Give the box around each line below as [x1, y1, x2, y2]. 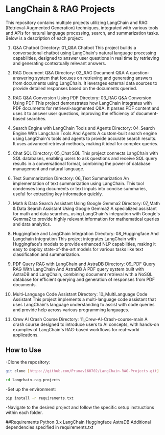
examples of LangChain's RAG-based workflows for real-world [12, 326, 140, 332]
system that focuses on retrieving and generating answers [35, 75, 153, 81]
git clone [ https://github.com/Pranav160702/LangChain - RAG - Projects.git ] [5, 368, 160, 373]
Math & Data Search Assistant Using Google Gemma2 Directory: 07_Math [12, 200, 160, 206]
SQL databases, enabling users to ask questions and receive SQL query [12, 155, 158, 161]
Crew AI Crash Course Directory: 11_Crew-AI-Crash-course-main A [12, 316, 148, 322]
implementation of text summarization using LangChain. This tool [12, 180, 144, 186]
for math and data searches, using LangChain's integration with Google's [12, 210, 161, 216]
